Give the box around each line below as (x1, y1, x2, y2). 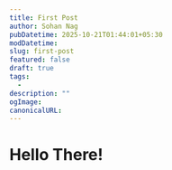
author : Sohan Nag (9, 22, 78, 31)
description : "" (9, 89, 70, 98)
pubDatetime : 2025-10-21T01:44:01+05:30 (9, 30, 164, 39)
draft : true (9, 64, 54, 73)
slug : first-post (9, 47, 75, 56)
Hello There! (9, 145, 104, 165)
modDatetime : (9, 38, 59, 48)
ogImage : (9, 97, 42, 107)
